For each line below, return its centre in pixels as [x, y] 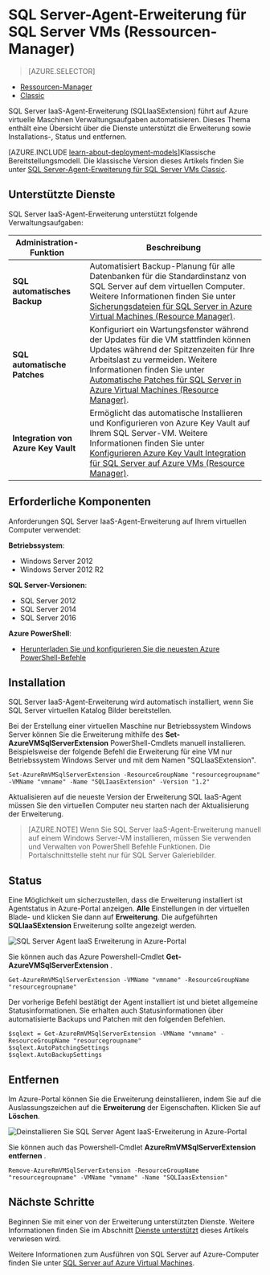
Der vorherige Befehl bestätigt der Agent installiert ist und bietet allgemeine [133, 1002]
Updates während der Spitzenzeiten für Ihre [172, 349]
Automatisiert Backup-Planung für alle [162, 265]
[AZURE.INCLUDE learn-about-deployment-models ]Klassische [112, 152]
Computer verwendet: [45, 529]
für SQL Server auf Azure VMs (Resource [167, 463]
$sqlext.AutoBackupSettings [55, 1055]
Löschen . [24, 1116]
